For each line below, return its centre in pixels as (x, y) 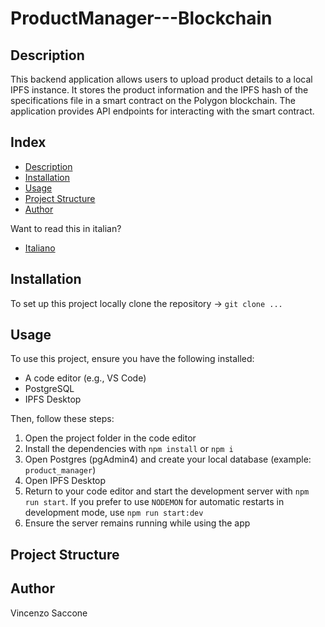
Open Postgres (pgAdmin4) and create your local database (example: (168, 459)
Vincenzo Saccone (49, 613)
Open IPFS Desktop (65, 481)
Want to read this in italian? (66, 228)
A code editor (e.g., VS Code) (85, 378)
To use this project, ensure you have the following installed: (132, 359)
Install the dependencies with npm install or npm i (129, 449)
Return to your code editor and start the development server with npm (167, 491)
